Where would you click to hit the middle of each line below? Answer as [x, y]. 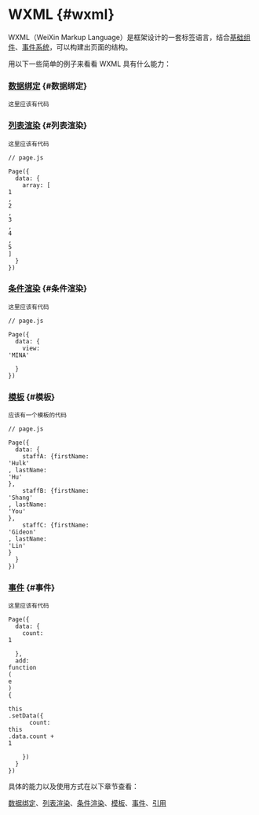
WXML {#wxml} [62, 15]
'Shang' [21, 498]
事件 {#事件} [32, 588]
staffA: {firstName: [56, 457]
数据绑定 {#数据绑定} [48, 86]
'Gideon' [22, 532]
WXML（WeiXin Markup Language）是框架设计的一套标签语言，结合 [119, 37]
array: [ [36, 185]
